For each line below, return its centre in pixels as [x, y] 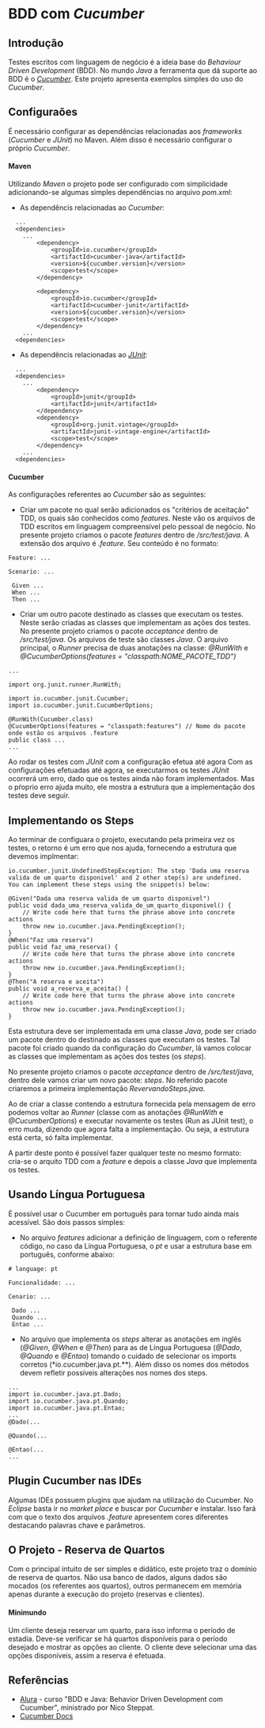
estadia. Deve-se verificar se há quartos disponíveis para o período [118, 1638]
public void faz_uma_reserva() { [63, 948]
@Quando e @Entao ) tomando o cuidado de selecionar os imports [128, 1356]
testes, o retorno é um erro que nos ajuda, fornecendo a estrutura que [123, 848]
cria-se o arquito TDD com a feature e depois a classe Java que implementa [132, 1162]
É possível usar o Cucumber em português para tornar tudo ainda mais [124, 1214]
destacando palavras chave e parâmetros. [77, 1525]
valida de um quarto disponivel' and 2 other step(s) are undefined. [125, 878]
